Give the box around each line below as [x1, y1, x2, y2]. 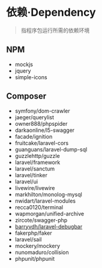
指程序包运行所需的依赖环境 [20, 27, 90, 34]
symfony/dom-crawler [14, 107, 70, 114]
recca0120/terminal [14, 203, 64, 211]
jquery [14, 67, 31, 74]
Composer [6, 91, 47, 102]
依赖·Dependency [6, 5, 96, 19]
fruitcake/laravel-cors [14, 139, 69, 146]
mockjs [14, 60, 33, 68]
